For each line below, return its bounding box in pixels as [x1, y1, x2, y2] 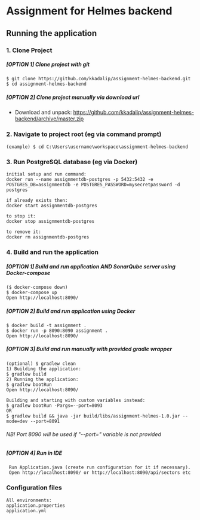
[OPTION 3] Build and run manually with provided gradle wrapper [6, 346, 172, 353]
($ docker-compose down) [6, 284, 68, 290]
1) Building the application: [6, 365, 82, 372]
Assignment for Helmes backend [6, 4, 173, 18]
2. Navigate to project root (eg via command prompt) [6, 130, 162, 138]
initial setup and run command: [6, 171, 87, 177]
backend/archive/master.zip [14, 115, 84, 122]
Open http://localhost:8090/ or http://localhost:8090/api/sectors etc [8, 470, 191, 476]
